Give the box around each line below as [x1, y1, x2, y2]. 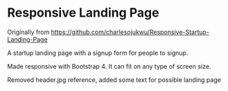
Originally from [7, 28, 50, 36]
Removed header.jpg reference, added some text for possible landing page [7, 75, 222, 84]
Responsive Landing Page [7, 5, 159, 21]
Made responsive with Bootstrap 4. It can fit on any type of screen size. [7, 62, 211, 70]
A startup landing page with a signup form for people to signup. [7, 49, 188, 57]
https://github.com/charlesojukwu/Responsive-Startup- [51, 28, 210, 36]
